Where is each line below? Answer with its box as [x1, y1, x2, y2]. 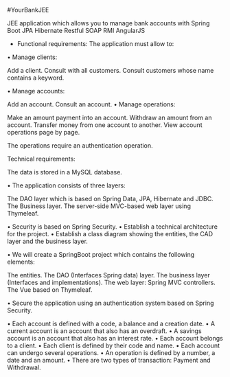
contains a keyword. [7, 73, 65, 82]
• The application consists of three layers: [7, 181, 126, 190]
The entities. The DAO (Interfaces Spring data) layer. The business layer [7, 271, 211, 279]
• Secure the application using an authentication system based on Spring [7, 299, 214, 307]
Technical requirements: [7, 155, 76, 163]
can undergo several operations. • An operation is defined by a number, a [7, 349, 216, 356]
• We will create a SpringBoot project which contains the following [7, 251, 195, 258]
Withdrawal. [7, 363, 41, 372]
